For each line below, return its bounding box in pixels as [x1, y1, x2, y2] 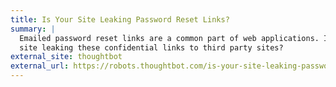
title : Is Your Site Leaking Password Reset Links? [10, 14, 230, 25]
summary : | [10, 24, 56, 34]
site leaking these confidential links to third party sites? [19, 42, 284, 53]
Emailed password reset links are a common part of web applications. [19, 33, 320, 43]
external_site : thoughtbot [10, 52, 123, 62]
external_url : [10, 61, 70, 71]
